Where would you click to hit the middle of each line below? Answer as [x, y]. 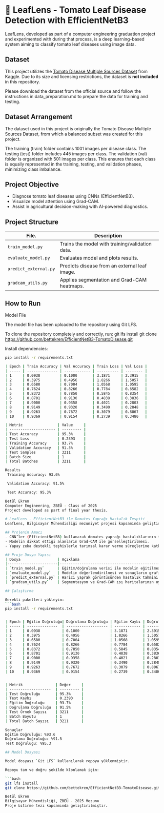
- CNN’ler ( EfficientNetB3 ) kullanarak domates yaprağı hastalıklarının [81, 537]
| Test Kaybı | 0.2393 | [44, 698]
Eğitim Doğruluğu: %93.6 [30, 734]
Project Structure [32, 222]
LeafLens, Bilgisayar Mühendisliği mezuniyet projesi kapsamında [73, 524]
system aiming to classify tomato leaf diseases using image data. [71, 44]
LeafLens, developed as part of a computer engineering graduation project [80, 34]
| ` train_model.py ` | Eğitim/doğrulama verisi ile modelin [72, 569]
